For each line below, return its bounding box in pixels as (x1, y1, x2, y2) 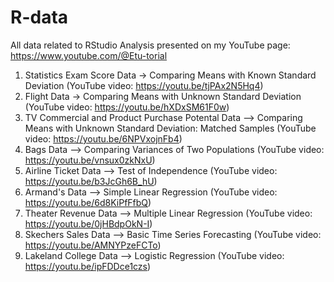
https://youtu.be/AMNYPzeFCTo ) (24, 239, 162, 251)
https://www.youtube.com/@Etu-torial (10, 49, 168, 61)
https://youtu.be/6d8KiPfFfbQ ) (24, 196, 152, 208)
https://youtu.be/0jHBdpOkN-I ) (24, 217, 153, 230)
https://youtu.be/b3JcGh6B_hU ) (24, 175, 158, 187)
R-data (10, 6, 69, 29)
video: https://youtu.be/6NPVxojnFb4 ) (24, 132, 183, 145)
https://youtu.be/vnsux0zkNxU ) (24, 154, 156, 166)
